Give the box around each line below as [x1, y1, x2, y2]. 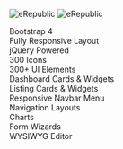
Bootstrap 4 [9, 26, 54, 36]
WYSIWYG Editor [9, 131, 73, 141]
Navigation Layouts [9, 102, 81, 112]
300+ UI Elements [9, 64, 76, 74]
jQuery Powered [9, 45, 69, 56]
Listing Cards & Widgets [9, 83, 99, 93]
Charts [9, 112, 34, 122]
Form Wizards [9, 121, 61, 132]
